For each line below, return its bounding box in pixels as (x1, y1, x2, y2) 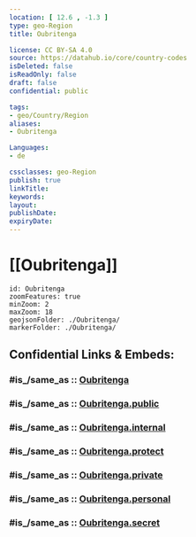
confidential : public (9, 86, 89, 96)
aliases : (9, 119, 41, 128)
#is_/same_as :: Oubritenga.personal (9, 493, 171, 505)
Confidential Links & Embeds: (9, 347, 175, 362)
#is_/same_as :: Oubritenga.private (9, 469, 163, 481)
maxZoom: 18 (9, 307, 53, 316)
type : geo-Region (9, 21, 73, 30)
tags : (9, 103, 29, 112)
